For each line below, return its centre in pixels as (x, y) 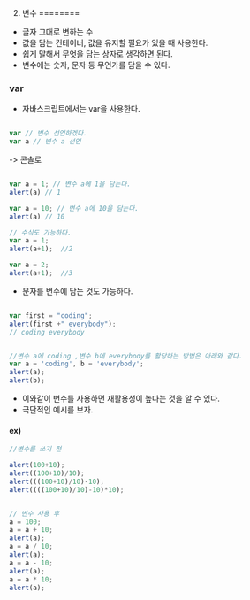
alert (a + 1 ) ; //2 (41, 249)
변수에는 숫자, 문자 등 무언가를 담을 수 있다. (96, 65)
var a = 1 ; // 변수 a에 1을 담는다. (70, 184)
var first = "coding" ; (51, 315)
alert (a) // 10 (37, 216)
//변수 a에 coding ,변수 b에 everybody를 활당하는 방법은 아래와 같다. (126, 356)
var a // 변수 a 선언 (45, 142)
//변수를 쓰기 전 (35, 450)
